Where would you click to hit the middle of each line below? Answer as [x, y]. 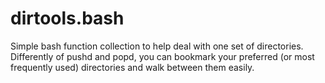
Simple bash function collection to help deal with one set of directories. [157, 46]
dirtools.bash [67, 18]
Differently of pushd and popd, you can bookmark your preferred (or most [162, 56]
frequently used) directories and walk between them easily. [132, 67]
